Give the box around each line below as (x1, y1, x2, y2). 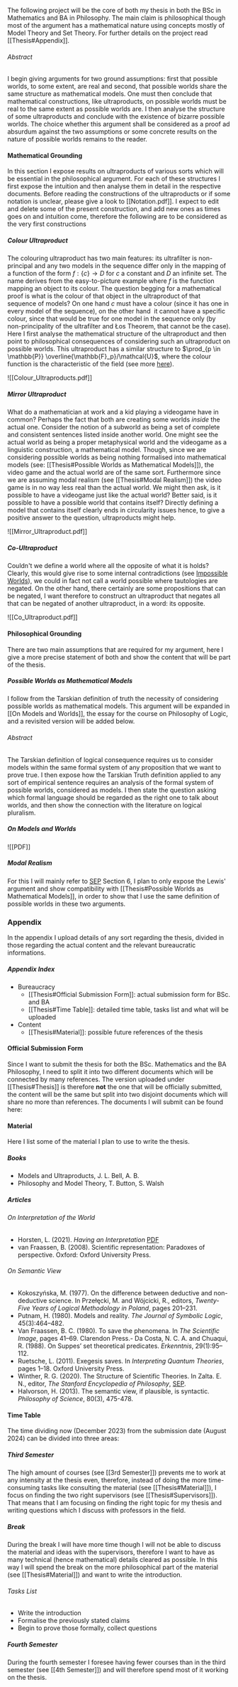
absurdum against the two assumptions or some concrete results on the (7, 127, 217, 136)
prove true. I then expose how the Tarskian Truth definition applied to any (7, 771, 222, 779)
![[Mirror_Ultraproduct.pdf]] (7, 527, 88, 536)
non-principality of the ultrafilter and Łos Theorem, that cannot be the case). (7, 322, 231, 331)
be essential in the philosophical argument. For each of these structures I (7, 174, 221, 183)
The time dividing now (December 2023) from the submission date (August (7, 1427, 227, 1435)
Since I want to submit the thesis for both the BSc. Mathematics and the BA (7, 1060, 227, 1069)
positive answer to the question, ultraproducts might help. (7, 513, 176, 522)
